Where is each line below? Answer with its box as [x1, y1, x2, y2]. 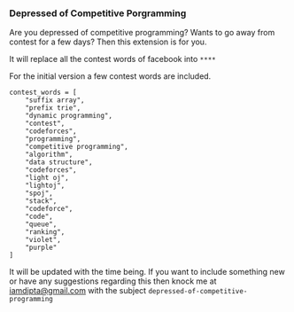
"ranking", [25, 228, 66, 237]
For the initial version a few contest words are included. [9, 71, 212, 82]
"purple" [25, 243, 58, 253]
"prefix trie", [25, 104, 81, 113]
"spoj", [25, 189, 53, 198]
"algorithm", [25, 150, 73, 160]
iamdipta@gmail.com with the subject [9, 285, 147, 296]
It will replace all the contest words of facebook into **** [9, 54, 216, 65]
